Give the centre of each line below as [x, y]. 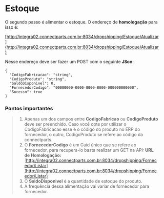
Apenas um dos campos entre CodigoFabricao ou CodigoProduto [91, 119]
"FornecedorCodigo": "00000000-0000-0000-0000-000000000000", [74, 88]
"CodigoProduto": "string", [38, 79]
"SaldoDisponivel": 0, [32, 83]
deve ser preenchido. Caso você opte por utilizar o [75, 124]
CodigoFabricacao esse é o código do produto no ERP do [82, 129]
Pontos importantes [29, 108]
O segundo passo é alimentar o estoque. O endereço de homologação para [81, 22]
